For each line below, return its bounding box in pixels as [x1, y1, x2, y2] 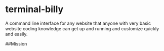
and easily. [5, 31, 28, 37]
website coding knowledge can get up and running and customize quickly [5, 25, 159, 31]
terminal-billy [5, 4, 64, 15]
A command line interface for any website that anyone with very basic [5, 20, 151, 26]
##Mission [5, 40, 27, 46]
